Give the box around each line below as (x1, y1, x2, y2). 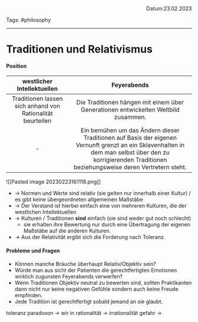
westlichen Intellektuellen (14, 209, 77, 216)
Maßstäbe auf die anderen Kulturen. (23, 227, 111, 235)
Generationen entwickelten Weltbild (80, 106, 180, 114)
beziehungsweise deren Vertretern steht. (73, 163, 187, 172)
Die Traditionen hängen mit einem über (76, 98, 184, 107)
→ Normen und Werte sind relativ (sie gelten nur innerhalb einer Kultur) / (14, 190, 192, 197)
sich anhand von (14, 102, 61, 110)
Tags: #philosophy (6, 17, 51, 23)
